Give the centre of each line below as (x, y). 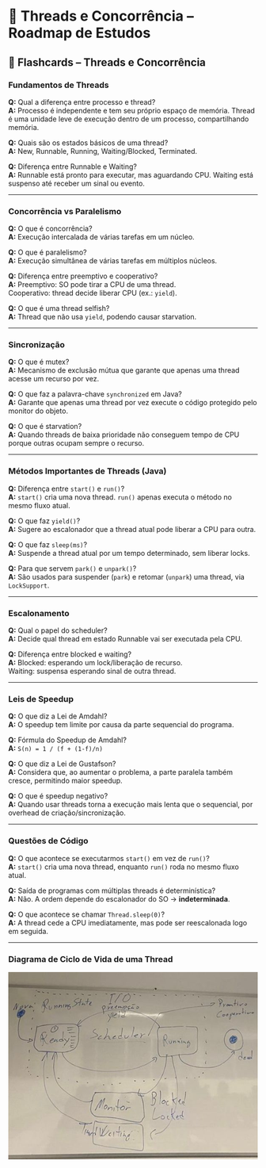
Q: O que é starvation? (45, 427)
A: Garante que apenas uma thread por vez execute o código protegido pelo (133, 403)
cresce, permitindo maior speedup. (65, 781)
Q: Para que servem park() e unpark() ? (72, 568)
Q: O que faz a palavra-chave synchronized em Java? (95, 394)
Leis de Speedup (41, 699)
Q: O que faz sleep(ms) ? (48, 544)
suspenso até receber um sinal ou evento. (76, 183)
